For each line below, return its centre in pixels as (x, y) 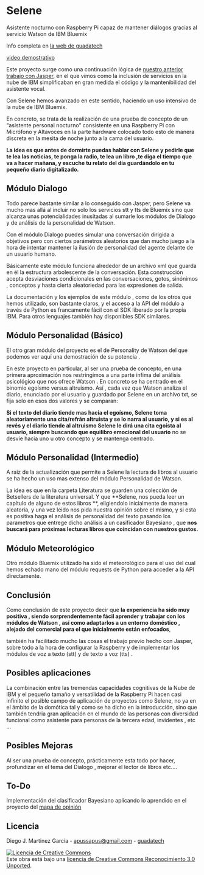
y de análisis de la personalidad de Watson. (61, 222)
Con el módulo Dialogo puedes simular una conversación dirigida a (90, 234)
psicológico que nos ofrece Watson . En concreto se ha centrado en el (94, 381)
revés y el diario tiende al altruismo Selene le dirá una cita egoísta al (94, 425)
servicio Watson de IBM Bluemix (47, 33)
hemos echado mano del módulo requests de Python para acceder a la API (100, 569)
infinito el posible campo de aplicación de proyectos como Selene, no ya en (101, 700)
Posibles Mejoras (40, 746)
